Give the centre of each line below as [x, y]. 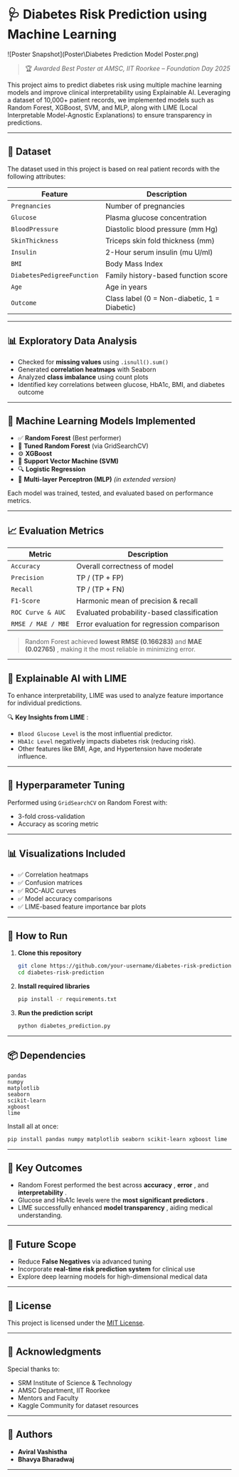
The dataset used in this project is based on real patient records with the [114, 169]
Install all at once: [33, 1126]
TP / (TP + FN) [100, 590]
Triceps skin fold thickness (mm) [160, 240]
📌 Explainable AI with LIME [67, 678]
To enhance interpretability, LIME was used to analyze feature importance [116, 695]
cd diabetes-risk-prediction [61, 973]
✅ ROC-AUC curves [47, 890]
